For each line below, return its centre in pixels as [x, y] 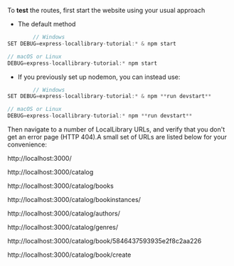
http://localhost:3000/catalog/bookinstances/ [74, 199]
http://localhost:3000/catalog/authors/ [64, 213]
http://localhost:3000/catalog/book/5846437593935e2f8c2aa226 [105, 241]
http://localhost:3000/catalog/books [60, 186]
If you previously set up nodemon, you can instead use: [99, 77]
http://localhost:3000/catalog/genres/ [63, 227]
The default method [47, 24]
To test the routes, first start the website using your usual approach [106, 10]
